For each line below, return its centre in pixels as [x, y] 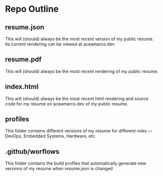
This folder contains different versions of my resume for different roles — [79, 131]
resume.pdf [23, 60]
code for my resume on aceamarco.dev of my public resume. [67, 103]
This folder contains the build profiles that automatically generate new [76, 163]
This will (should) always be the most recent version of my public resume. [80, 39]
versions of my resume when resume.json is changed [59, 169]
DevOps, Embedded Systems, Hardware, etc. [51, 136]
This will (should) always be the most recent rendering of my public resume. [82, 71]
